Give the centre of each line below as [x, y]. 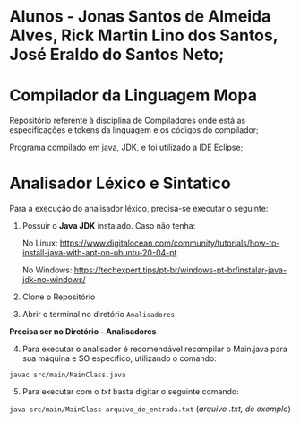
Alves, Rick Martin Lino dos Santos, [144, 35]
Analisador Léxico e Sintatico [120, 183]
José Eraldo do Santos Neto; [117, 55]
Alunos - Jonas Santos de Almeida [140, 17]
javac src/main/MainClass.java [68, 375]
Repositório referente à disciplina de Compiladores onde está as [128, 121]
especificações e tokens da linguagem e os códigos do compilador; [134, 130]
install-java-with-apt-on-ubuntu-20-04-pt [99, 253]
